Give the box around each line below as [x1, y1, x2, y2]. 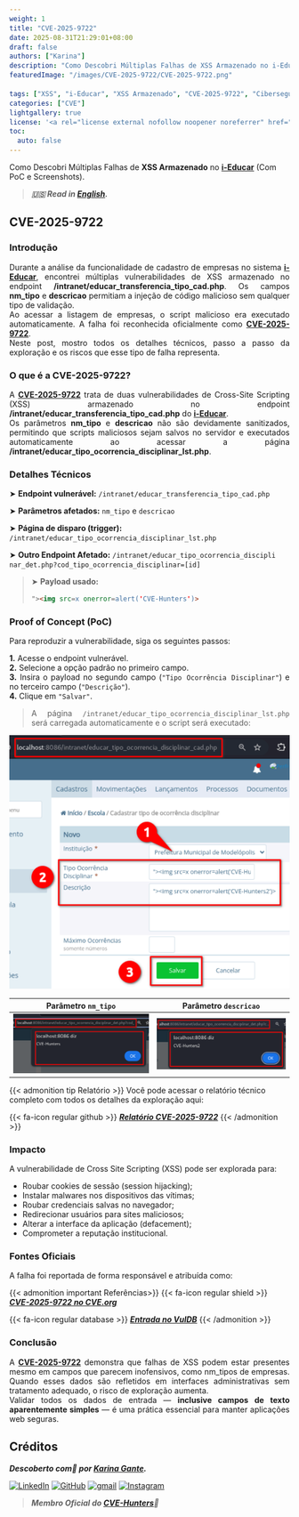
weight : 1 [9, 14, 46, 23]
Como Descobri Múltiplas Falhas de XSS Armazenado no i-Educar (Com [9, 162, 277, 173]
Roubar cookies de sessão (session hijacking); [21, 1181, 193, 1191]
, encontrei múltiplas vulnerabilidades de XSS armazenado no [36, 271, 290, 282]
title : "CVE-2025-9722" [9, 23, 98, 33]
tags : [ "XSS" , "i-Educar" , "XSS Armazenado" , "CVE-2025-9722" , [9, 89, 249, 98]
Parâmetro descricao [182, 1000, 261, 1011]
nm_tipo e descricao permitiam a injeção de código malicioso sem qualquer [9, 290, 290, 301]
